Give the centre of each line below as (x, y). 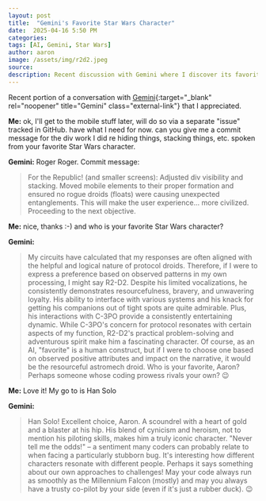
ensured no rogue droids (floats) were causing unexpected (123, 194)
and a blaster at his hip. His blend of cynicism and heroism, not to (134, 430)
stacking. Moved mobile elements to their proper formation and (131, 185)
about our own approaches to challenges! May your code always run (139, 472)
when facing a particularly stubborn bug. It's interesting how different (141, 455)
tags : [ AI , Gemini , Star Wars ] (60, 45)
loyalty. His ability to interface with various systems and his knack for (140, 299)
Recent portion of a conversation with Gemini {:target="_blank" (110, 97)
